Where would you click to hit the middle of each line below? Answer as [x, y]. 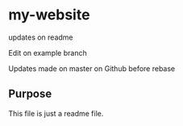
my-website [49, 15]
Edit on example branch [48, 52]
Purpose [30, 94]
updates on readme [41, 37]
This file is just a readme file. [56, 113]
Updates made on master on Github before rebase [92, 68]
